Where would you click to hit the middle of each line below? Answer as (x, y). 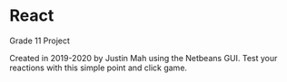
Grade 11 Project (40, 41)
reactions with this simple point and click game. (99, 68)
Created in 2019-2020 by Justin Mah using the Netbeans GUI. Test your (143, 58)
